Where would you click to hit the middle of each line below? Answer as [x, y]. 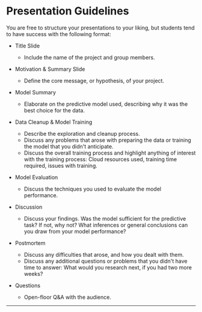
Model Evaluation [36, 177]
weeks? [33, 274]
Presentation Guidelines [68, 11]
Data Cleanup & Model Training [54, 122]
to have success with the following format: [59, 34]
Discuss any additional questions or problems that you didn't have [106, 261]
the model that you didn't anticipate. [69, 146]
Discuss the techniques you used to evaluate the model [92, 189]
